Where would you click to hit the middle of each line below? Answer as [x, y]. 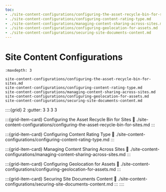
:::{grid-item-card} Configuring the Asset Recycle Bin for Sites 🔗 [70, 119]
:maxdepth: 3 [19, 70]
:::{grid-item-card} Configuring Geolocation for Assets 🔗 [62, 164]
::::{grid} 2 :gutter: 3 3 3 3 [31, 110]
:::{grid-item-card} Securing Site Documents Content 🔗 [61, 179]
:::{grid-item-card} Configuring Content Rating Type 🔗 [60, 134]
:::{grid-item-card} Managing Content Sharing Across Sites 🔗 [67, 149]
